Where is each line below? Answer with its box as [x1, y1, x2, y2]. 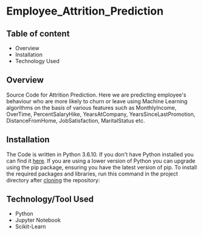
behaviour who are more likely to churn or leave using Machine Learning [6, 97, 188, 104]
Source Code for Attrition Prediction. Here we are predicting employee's [6, 91, 187, 98]
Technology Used [15, 58, 60, 64]
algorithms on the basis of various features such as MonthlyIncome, [6, 104, 177, 111]
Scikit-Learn [15, 223, 46, 230]
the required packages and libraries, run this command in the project [6, 170, 178, 177]
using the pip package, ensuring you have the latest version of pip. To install [6, 163, 198, 171]
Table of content [6, 29, 70, 39]
